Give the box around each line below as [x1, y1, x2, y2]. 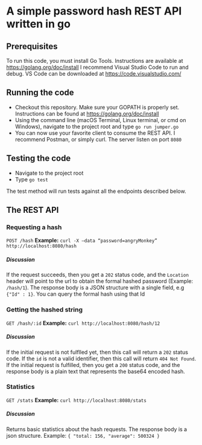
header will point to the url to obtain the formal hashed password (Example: [6, 278, 194, 285]
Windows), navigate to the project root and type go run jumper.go [14, 123, 179, 130]
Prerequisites [6, 41, 58, 51]
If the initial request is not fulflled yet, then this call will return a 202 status [6, 348, 189, 356]
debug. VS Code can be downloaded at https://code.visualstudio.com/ [6, 70, 181, 77]
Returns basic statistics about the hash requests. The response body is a [6, 425, 188, 433]
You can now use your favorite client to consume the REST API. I [14, 129, 175, 137]
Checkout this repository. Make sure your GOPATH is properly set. [14, 103, 180, 111]
